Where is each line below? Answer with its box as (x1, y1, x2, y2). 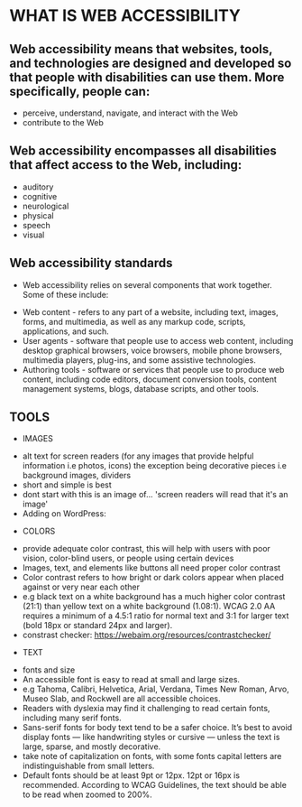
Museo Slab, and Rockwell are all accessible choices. (22, 693, 221, 704)
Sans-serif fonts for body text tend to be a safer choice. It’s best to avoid (22, 722, 293, 733)
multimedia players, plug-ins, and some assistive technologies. (22, 354, 257, 366)
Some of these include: (22, 289, 109, 300)
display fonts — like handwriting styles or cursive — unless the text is (22, 732, 280, 743)
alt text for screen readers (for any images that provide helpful (22, 450, 254, 461)
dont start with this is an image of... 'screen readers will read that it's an (22, 489, 288, 500)
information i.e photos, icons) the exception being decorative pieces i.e (22, 460, 287, 471)
